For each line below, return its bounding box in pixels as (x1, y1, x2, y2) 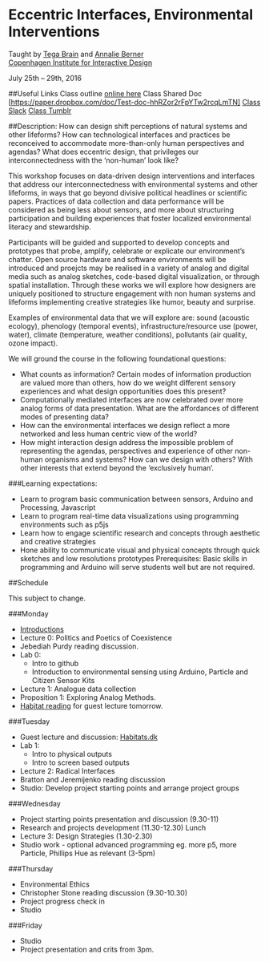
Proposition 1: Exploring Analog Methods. (19, 692, 156, 702)
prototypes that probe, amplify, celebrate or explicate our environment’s (8, 246, 246, 256)
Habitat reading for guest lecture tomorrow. (19, 701, 163, 710)
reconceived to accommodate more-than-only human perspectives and (8, 138, 245, 148)
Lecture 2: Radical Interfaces (19, 766, 115, 775)
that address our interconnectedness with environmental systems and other (8, 179, 259, 189)
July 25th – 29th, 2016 (8, 73, 82, 83)
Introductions (19, 624, 64, 634)
